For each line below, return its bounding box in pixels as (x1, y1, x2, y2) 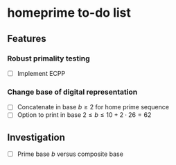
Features (7, 33, 46, 45)
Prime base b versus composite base (17, 150, 123, 158)
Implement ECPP (17, 69, 66, 77)
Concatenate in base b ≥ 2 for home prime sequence (17, 103, 170, 111)
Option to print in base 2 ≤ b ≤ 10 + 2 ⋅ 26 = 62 (17, 111, 152, 119)
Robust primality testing (7, 54, 90, 63)
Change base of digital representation (7, 87, 138, 97)
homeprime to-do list (7, 5, 132, 21)
